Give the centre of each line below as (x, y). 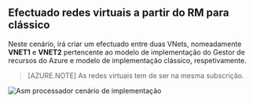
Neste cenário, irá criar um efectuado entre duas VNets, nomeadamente (125, 44)
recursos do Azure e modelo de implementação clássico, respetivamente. (127, 60)
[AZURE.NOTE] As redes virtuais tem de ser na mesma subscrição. (136, 75)
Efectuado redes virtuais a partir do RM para (119, 13)
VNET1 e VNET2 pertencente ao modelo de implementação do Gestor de (126, 52)
